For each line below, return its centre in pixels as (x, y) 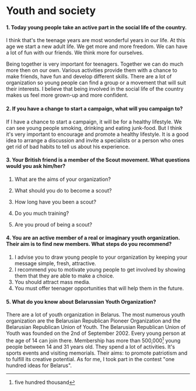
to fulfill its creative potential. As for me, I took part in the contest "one (90, 359)
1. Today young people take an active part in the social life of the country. (97, 27)
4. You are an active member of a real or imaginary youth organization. (93, 238)
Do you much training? (41, 213)
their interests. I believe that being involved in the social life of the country (95, 89)
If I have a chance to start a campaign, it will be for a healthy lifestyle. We (94, 122)
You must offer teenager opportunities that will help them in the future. (99, 288)
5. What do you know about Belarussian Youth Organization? (81, 301)
